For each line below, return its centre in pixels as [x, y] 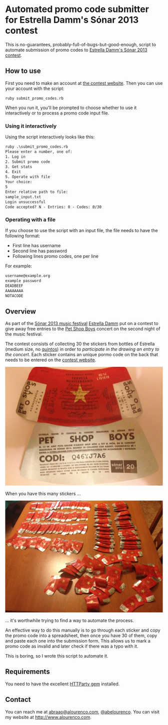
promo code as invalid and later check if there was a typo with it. [72, 646]
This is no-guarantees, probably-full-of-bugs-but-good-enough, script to [81, 44]
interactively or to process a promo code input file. [57, 113]
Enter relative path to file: [37, 192]
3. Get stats [19, 167]
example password [23, 281]
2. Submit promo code [28, 162]
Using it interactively [31, 126]
